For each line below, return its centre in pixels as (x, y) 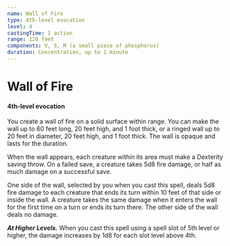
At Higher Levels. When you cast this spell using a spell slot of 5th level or (114, 228)
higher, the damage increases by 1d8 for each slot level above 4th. (102, 236)
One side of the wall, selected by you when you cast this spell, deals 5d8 (111, 185)
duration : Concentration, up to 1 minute (68, 53)
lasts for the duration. (38, 143)
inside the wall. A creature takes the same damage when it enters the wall (112, 200)
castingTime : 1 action (40, 33)
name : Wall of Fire (35, 14)
